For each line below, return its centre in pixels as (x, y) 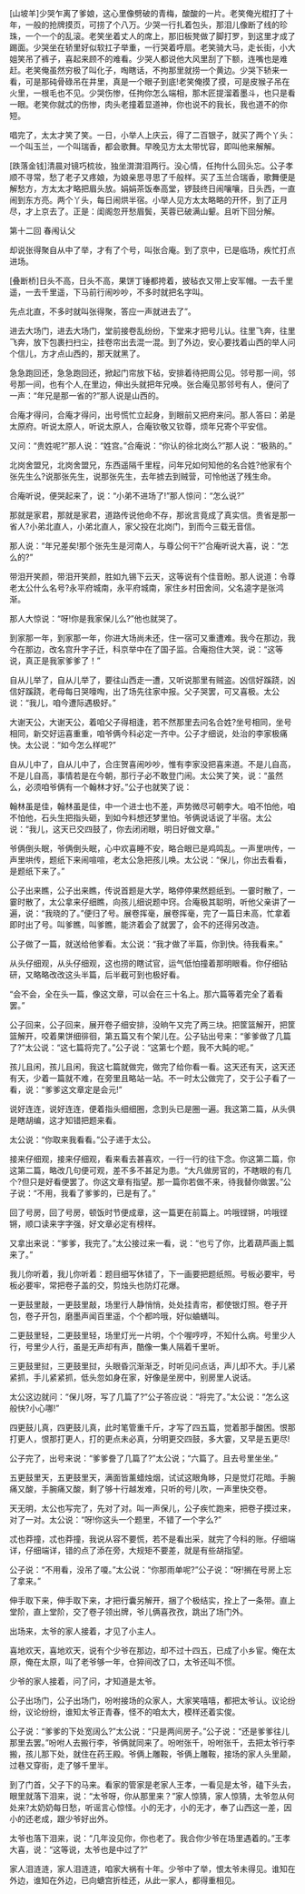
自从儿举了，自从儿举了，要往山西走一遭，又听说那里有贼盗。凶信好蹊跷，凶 (152, 680)
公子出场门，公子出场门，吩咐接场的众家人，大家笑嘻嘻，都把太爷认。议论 (148, 1701)
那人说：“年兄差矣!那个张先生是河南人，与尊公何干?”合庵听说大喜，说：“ (145, 546)
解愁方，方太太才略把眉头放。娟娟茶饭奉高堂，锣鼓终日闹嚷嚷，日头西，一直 (152, 188)
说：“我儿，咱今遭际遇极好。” (63, 703)
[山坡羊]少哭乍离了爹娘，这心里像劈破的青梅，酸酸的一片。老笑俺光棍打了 (148, 13)
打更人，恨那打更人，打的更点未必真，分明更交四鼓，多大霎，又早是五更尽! (150, 1439)
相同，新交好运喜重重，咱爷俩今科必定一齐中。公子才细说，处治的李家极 (144, 734)
